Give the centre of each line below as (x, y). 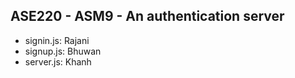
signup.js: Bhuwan (63, 51)
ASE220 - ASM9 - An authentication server (147, 16)
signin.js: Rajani (57, 40)
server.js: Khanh (58, 61)
